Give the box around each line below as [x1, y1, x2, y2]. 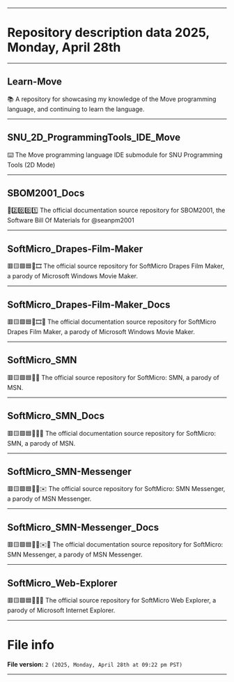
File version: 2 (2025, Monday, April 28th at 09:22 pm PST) [7, 660, 183, 668]
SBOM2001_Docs [7, 187, 85, 199]
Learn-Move [7, 76, 63, 88]
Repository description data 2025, [7, 25, 210, 40]
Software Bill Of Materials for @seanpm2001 [7, 216, 134, 225]
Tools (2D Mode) [7, 160, 56, 169]
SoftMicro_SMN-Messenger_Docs [7, 521, 159, 533]
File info [7, 637, 54, 653]
